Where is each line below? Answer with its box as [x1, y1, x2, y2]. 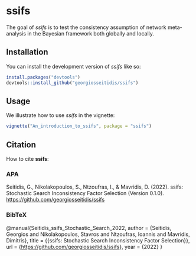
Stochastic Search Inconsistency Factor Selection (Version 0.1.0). [6, 190, 164, 197]
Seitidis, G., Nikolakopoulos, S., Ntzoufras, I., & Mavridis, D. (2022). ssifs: [6, 183, 184, 190]
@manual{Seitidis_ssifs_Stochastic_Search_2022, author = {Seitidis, [6, 224, 172, 231]
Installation [6, 47, 48, 57]
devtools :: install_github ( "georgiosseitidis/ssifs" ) [6, 80, 139, 86]
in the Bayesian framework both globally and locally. [27, 30, 155, 37]
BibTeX [6, 211, 27, 219]
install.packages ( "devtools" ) [6, 74, 81, 80]
